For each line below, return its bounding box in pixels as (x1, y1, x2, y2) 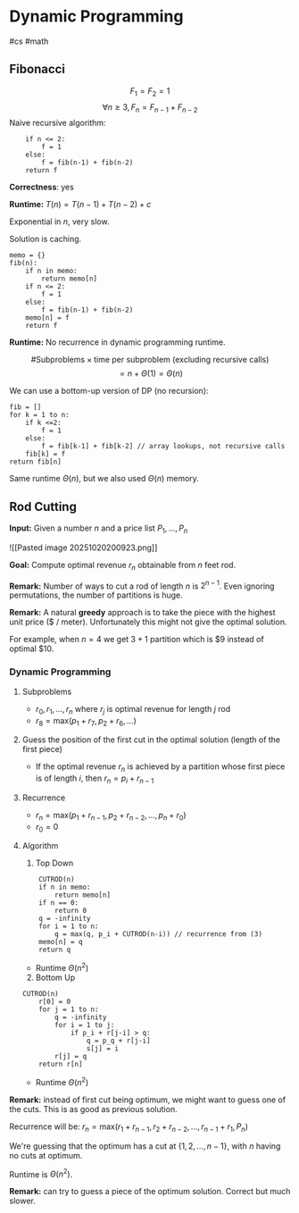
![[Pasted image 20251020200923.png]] (9, 542, 158, 553)
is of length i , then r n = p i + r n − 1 (35, 773, 154, 785)
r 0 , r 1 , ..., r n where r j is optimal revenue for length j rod (35, 703, 231, 716)
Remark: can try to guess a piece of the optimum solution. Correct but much (9, 1186, 291, 1197)
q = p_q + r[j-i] (86, 1036, 151, 1046)
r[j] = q (54, 1052, 87, 1061)
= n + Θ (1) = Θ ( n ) (119, 368, 183, 379)
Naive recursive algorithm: (9, 118, 106, 129)
